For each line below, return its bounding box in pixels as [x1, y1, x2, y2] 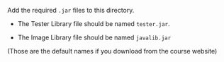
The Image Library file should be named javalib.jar [17, 33, 172, 42]
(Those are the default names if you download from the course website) [7, 47, 218, 55]
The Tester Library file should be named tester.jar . [17, 20, 170, 27]
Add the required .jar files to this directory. [7, 6, 135, 14]
